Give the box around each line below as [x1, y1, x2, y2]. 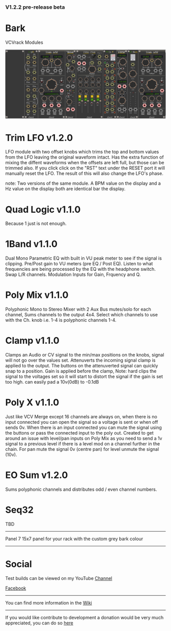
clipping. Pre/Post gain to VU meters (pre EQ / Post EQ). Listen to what [5, 261, 153, 267]
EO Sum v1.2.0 [5, 469, 68, 481]
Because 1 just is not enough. [5, 220, 67, 226]
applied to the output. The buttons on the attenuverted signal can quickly [5, 363, 158, 369]
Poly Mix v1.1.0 [5, 289, 69, 301]
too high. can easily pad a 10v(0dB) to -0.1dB [5, 379, 99, 385]
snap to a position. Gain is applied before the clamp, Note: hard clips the [5, 368, 157, 374]
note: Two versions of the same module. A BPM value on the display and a [5, 180, 161, 187]
